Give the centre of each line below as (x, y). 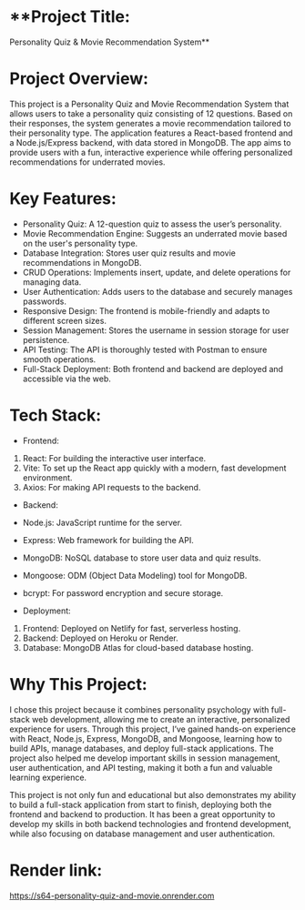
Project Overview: (79, 79)
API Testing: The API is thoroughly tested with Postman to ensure (145, 349)
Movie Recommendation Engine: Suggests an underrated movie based (155, 233)
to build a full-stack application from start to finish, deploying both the (141, 804)
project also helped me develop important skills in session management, (145, 758)
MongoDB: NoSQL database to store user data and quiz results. (142, 558)
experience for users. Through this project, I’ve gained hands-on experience (153, 729)
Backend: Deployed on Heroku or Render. (101, 638)
